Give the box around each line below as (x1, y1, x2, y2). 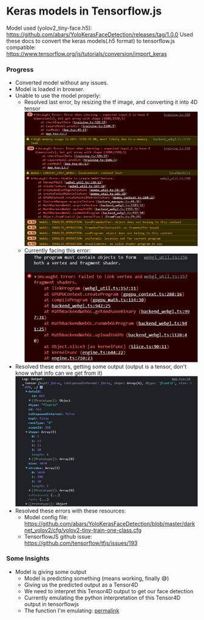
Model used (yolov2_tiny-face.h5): (6, 24, 92, 32)
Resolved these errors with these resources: (15, 507, 126, 514)
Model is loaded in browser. (15, 86, 85, 93)
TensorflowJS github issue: (24, 533, 92, 540)
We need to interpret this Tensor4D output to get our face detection (24, 587, 194, 594)
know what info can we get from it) (15, 369, 103, 377)
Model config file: (24, 513, 69, 520)
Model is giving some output (15, 568, 87, 575)
